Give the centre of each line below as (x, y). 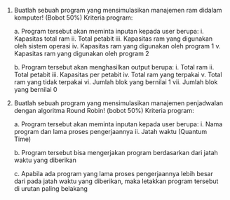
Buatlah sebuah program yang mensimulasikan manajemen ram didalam (118, 10)
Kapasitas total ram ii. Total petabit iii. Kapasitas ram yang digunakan (113, 39)
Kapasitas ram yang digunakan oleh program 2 (81, 53)
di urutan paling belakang (50, 188)
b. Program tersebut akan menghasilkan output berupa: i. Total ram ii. (114, 67)
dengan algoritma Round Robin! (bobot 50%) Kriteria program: (104, 111)
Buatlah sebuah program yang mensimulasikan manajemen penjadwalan (118, 103)
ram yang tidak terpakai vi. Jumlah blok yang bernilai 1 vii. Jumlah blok (116, 82)
